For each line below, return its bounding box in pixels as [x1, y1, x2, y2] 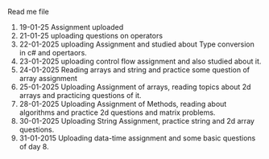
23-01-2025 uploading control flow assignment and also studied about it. [19, 56, 262, 66]
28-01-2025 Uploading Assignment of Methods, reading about [19, 100, 227, 108]
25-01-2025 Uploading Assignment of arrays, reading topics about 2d [19, 82, 251, 92]
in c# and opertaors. [19, 48, 88, 57]
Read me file [7, 7, 49, 16]
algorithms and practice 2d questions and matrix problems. [19, 108, 216, 117]
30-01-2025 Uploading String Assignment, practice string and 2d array [19, 116, 255, 125]
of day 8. [19, 142, 49, 151]
